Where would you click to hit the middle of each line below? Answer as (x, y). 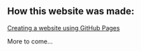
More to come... (30, 41)
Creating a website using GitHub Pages (64, 28)
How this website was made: (71, 11)
